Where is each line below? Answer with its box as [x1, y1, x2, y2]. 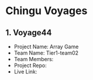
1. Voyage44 [5, 28, 52, 38]
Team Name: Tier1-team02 [13, 49, 79, 56]
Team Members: [13, 56, 54, 62]
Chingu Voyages [5, 4, 88, 18]
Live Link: [13, 68, 37, 75]
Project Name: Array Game [13, 43, 79, 50]
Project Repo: [13, 62, 47, 69]
